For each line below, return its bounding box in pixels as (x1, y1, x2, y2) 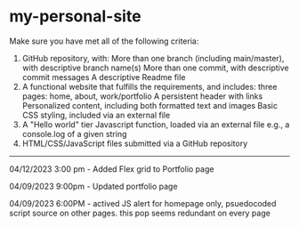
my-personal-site (9, 6, 141, 27)
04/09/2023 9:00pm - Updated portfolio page (9, 181, 178, 191)
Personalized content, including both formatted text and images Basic (21, 100, 279, 110)
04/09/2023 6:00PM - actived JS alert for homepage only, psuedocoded (9, 198, 277, 208)
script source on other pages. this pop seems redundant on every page (9, 207, 271, 218)
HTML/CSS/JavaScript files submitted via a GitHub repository (21, 138, 248, 149)
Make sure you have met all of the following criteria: (9, 36, 199, 46)
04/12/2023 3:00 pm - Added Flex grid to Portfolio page (9, 163, 214, 174)
